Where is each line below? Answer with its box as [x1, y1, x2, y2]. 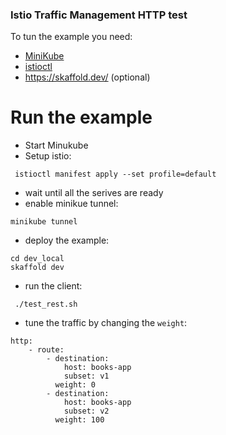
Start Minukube [24, 139, 89, 152]
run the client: [24, 280, 83, 292]
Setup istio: [24, 150, 72, 162]
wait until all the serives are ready [24, 187, 164, 199]
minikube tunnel [10, 217, 78, 227]
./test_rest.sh [14, 299, 78, 310]
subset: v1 [63, 371, 110, 382]
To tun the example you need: [10, 31, 133, 43]
